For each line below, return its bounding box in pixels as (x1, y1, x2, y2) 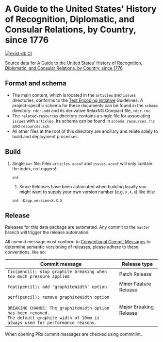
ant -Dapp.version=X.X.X (12, 198, 63, 203)
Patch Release (119, 271, 152, 278)
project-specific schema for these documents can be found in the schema (12, 102, 158, 108)
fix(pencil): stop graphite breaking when (7, 269, 107, 274)
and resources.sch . (12, 123, 51, 129)
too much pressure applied (7, 274, 70, 279)
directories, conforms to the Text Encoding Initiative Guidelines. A (12, 97, 143, 103)
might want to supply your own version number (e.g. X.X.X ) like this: (19, 189, 155, 195)
